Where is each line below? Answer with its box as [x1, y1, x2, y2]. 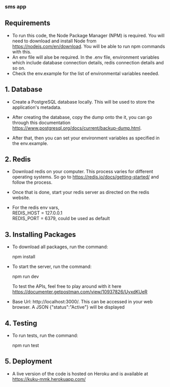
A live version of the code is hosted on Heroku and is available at [12, 371, 149, 377]
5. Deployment [5, 357, 52, 366]
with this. [12, 49, 32, 55]
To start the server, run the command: [12, 263, 92, 270]
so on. [12, 65, 26, 71]
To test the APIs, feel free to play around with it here [12, 283, 122, 289]
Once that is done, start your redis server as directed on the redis [12, 189, 150, 196]
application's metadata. [12, 104, 62, 110]
